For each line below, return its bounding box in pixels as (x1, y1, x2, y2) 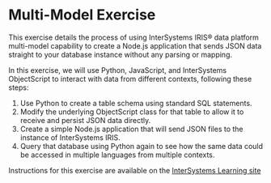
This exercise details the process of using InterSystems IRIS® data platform (8, 32, 259, 42)
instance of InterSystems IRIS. (19, 132, 121, 143)
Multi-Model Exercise (8, 6, 156, 24)
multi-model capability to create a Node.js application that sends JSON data (8, 40, 262, 50)
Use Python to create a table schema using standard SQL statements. (19, 98, 252, 108)
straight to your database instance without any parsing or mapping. (8, 49, 233, 59)
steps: (8, 83, 29, 92)
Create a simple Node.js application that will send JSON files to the (19, 124, 244, 134)
